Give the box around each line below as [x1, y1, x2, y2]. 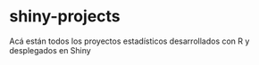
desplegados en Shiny [9, 45, 91, 55]
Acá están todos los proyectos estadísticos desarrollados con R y [9, 36, 250, 46]
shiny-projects [9, 6, 121, 27]
